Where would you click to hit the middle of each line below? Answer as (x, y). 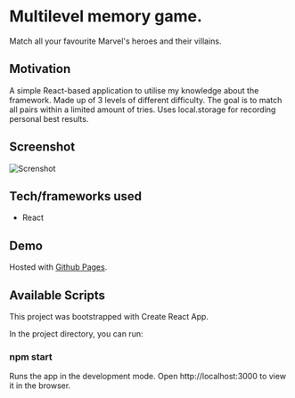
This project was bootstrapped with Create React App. (109, 317)
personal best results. (49, 118)
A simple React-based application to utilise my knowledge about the (134, 90)
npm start (31, 356)
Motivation (40, 69)
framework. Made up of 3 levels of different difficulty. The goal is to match (146, 100)
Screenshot (42, 147)
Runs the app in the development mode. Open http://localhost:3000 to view (148, 377)
